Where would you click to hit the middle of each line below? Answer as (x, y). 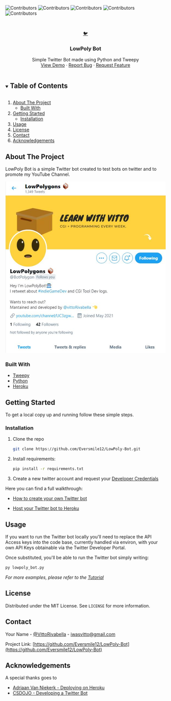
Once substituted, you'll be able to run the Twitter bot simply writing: (77, 558)
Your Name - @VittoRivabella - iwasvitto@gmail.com (60, 634)
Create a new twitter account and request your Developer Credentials (85, 479)
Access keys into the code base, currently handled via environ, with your (82, 542)
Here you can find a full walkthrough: (44, 489)
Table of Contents (39, 86)
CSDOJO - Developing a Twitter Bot (50, 693)
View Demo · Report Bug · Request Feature (85, 65)
